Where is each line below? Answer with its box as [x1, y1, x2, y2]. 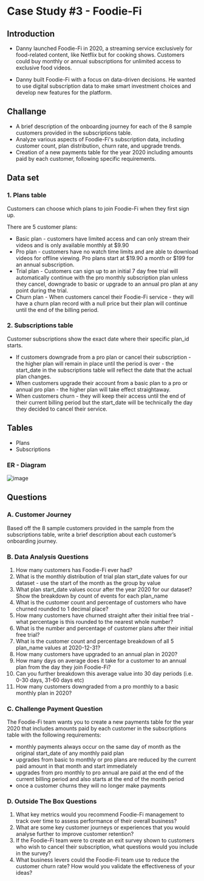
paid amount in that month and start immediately [15, 763, 137, 770]
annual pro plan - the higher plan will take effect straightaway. [15, 386, 171, 393]
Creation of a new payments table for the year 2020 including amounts [15, 148, 193, 156]
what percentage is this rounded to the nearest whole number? [15, 618, 174, 625]
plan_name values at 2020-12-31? [15, 644, 101, 651]
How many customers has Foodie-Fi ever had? [15, 566, 133, 573]
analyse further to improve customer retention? [15, 830, 134, 838]
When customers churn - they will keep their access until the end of [15, 392, 186, 400]
